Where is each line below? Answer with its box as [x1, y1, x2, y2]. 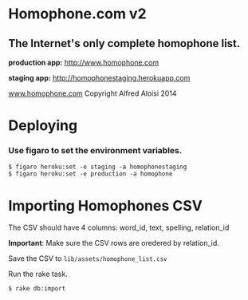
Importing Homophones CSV [8, 196, 203, 215]
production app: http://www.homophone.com [8, 57, 159, 67]
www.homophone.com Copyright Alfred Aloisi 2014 [8, 89, 177, 98]
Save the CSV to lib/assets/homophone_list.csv [8, 254, 167, 263]
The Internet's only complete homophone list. [8, 37, 241, 50]
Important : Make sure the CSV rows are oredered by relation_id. [8, 239, 219, 248]
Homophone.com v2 [8, 5, 147, 23]
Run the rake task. [8, 269, 68, 279]
